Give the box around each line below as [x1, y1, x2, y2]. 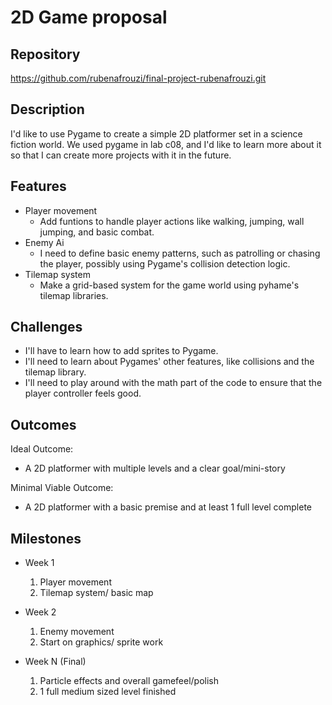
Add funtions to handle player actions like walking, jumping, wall [39, 215, 305, 227]
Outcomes [10, 416, 77, 433]
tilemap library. [24, 366, 87, 378]
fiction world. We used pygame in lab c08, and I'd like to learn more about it [10, 138, 322, 150]
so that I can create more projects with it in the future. [10, 149, 232, 161]
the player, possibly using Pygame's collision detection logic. [39, 257, 291, 270]
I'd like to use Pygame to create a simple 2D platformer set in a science [10, 127, 303, 140]
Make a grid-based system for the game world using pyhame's [39, 279, 300, 291]
